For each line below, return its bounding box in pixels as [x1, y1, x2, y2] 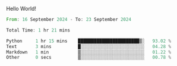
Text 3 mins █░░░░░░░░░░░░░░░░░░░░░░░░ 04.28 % [6, 43, 171, 49]
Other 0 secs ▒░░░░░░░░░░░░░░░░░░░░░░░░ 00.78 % [6, 55, 171, 61]
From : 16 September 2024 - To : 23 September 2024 [6, 17, 132, 23]
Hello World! [6, 5, 37, 12]
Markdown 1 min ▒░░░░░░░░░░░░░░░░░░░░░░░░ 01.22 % [6, 49, 171, 55]
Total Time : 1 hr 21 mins [6, 27, 70, 33]
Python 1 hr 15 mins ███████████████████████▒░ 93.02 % [6, 38, 171, 44]
